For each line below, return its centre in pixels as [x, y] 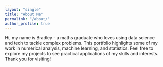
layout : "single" [23, 10]
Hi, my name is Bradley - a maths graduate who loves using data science [80, 38]
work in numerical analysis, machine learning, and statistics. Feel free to [79, 48]
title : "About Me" [24, 14]
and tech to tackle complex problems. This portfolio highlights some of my [81, 43]
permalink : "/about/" [28, 19]
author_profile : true [28, 24]
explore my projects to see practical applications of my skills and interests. [82, 54]
